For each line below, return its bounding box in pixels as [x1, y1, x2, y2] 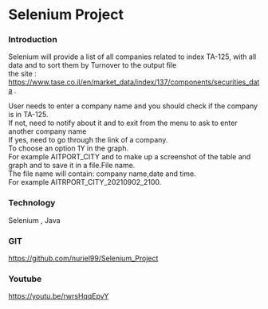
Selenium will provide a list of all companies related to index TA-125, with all [8, 52, 257, 61]
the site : [8, 69, 37, 79]
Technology [8, 198, 56, 209]
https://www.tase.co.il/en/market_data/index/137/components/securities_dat [8, 77, 260, 87]
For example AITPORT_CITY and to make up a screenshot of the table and [8, 152, 251, 162]
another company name [8, 127, 87, 136]
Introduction [8, 34, 57, 45]
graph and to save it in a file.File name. [8, 161, 136, 170]
